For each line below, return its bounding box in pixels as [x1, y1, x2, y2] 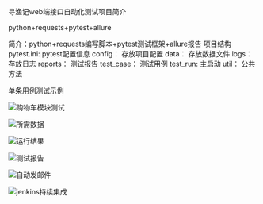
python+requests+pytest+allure [8, 23, 112, 32]
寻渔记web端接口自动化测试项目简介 [8, 7, 127, 16]
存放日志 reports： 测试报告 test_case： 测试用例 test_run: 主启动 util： [8, 59, 240, 68]
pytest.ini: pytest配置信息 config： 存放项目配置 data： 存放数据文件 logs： [8, 49, 253, 58]
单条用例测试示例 [8, 86, 64, 95]
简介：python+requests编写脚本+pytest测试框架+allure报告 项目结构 [8, 39, 232, 48]
